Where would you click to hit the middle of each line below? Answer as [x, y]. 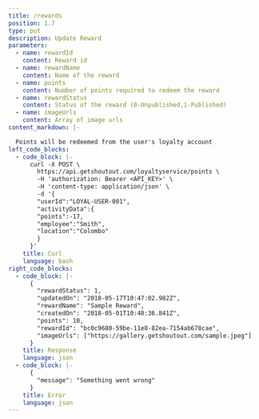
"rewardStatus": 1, [70, 291]
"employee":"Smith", [71, 224]
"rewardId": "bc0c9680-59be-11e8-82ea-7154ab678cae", [128, 328]
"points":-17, [60, 216]
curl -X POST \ [55, 164]
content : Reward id [55, 61]
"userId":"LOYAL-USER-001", [84, 201]
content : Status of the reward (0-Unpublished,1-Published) [125, 105]
